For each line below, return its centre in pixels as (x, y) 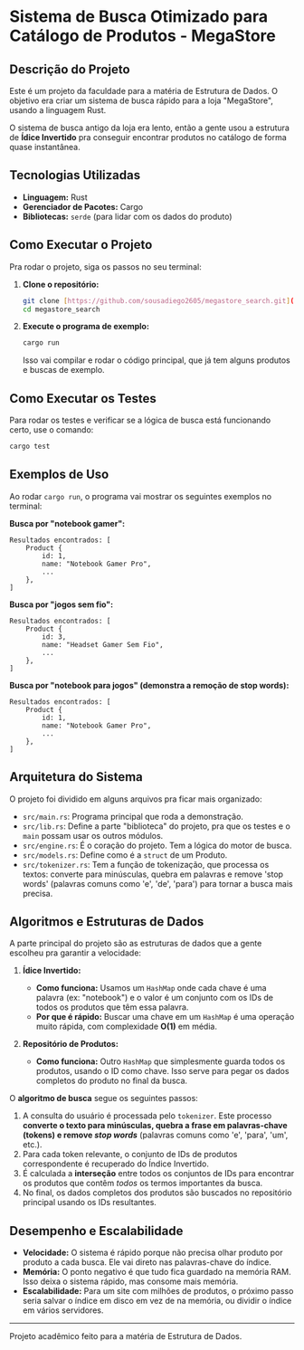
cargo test (30, 447)
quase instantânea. (45, 147)
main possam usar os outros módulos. (93, 835)
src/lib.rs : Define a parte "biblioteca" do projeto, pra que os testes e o (157, 826)
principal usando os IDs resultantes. (89, 1203)
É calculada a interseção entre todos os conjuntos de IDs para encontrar (158, 1174)
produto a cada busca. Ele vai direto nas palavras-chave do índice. (147, 1262)
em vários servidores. (63, 1310)
